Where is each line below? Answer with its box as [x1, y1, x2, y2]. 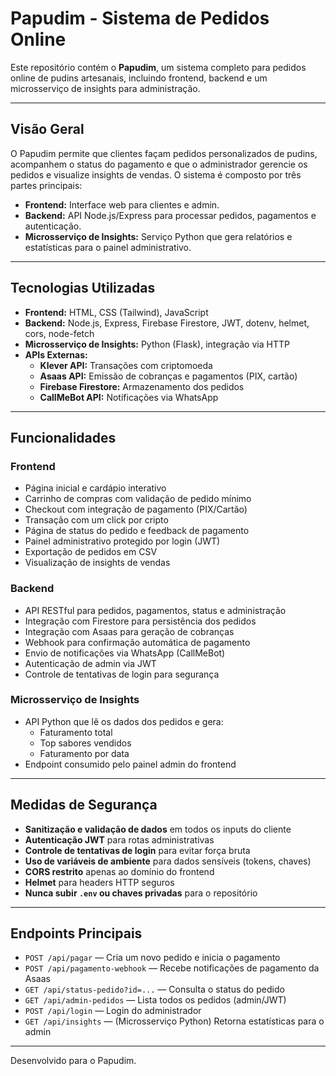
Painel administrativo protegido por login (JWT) [24, 535, 221, 547]
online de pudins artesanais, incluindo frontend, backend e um [10, 72, 268, 84]
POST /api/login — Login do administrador [24, 1005, 202, 1017]
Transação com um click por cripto [24, 514, 169, 526]
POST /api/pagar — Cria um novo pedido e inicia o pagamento [24, 952, 281, 964]
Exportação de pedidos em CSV [24, 546, 158, 558]
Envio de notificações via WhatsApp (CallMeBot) [24, 647, 226, 659]
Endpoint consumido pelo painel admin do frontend [24, 758, 237, 770]
